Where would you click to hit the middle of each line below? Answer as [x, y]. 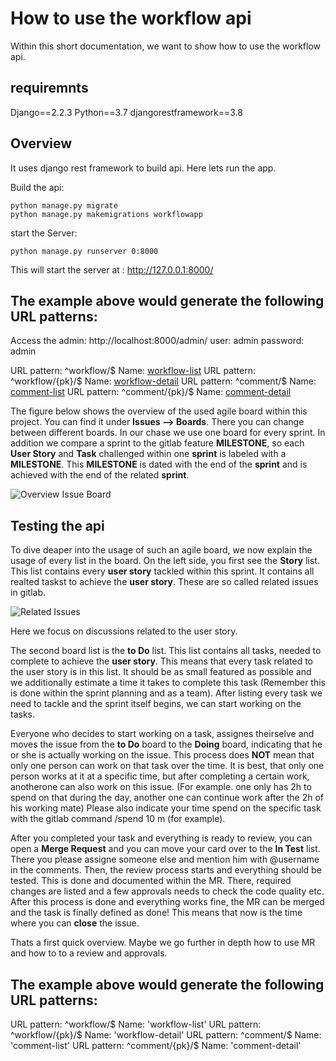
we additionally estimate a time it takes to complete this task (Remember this [168, 683]
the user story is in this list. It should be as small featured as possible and [161, 672]
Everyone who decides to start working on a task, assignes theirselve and [162, 734]
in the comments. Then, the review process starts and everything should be [166, 870]
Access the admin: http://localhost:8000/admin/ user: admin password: [157, 341]
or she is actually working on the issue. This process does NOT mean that [162, 755]
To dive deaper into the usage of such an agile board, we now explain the [161, 550]
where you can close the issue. [75, 923]
